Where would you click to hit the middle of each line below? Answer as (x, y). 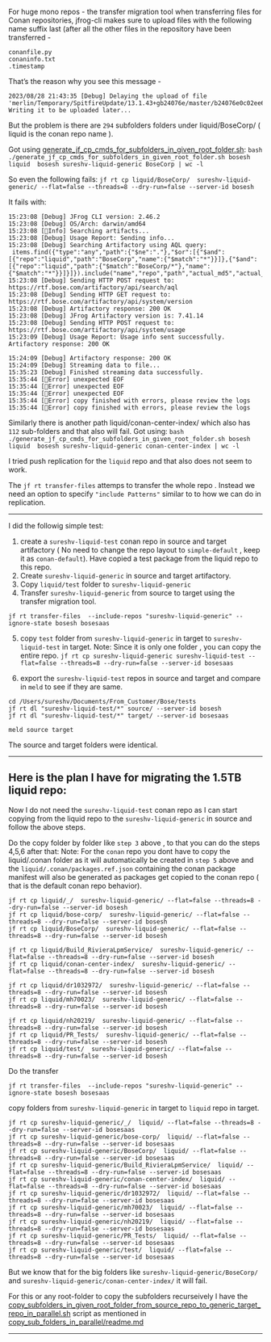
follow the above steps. (47, 827)
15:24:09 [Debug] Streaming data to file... (84, 365)
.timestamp (27, 66)
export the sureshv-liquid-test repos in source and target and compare (140, 678)
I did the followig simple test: (56, 526)
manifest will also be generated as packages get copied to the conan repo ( (134, 877)
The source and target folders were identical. (83, 745)
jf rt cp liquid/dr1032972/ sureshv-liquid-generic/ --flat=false (124, 985)
